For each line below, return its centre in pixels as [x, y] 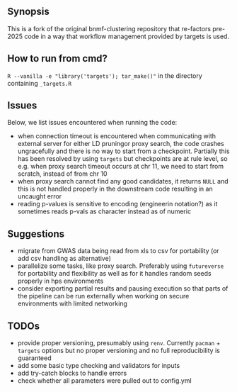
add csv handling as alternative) [64, 259]
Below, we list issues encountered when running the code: [92, 123]
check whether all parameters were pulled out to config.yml [105, 381]
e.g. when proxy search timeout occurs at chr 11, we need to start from [121, 167]
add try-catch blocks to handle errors [72, 373]
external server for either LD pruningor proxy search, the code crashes [121, 144]
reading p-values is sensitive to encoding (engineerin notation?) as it [117, 204]
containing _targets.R [40, 83]
